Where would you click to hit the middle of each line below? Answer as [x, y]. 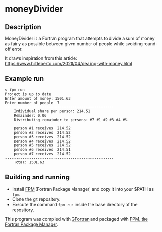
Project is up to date [28, 94]
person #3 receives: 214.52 [42, 137]
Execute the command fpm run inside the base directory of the [75, 204]
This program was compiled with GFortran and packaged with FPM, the [77, 219]
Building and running [37, 177]
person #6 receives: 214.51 [42, 149]
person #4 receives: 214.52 [42, 141]
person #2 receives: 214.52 [42, 132]
